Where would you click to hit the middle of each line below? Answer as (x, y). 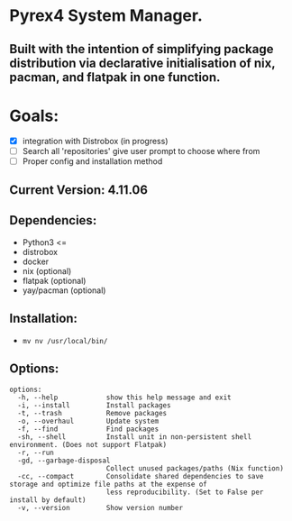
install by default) (48, 500)
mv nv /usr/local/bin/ (65, 341)
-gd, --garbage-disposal (64, 461)
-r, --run (36, 452)
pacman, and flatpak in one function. (115, 77)
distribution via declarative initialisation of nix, (142, 63)
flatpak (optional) (54, 280)
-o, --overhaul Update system (88, 421)
